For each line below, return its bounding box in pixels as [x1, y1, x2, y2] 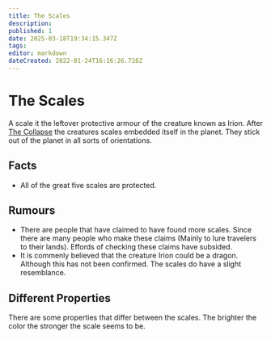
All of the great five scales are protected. [19, 180, 157, 190]
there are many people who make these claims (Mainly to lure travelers [19, 233, 257, 243]
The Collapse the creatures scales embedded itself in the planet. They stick [8, 127, 260, 136]
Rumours [8, 203, 56, 218]
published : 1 [8, 27, 53, 35]
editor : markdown [8, 49, 67, 57]
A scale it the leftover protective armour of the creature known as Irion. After [8, 118, 263, 128]
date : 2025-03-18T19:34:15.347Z [8, 34, 117, 43]
